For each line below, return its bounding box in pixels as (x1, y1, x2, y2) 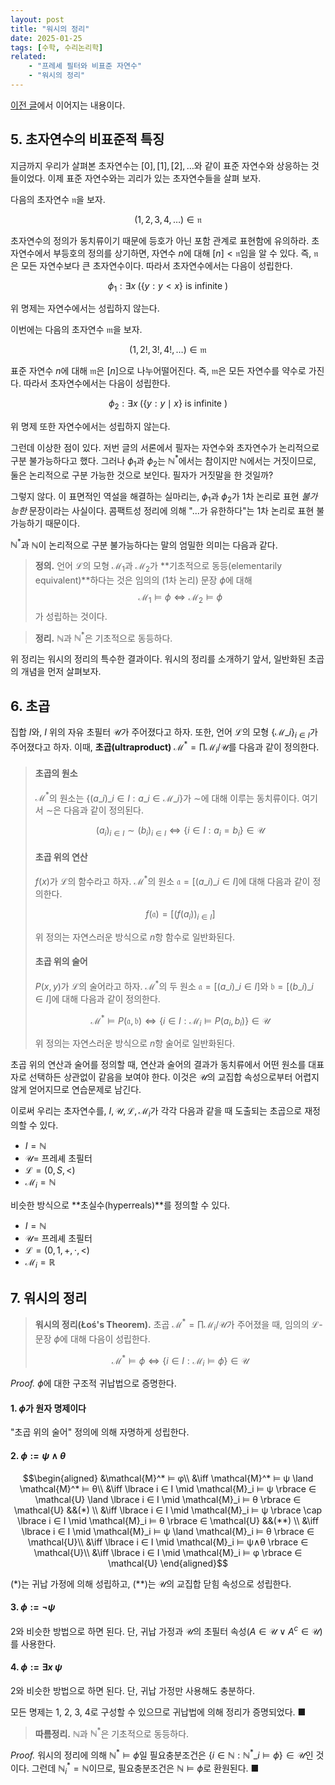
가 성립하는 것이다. (34, 610, 108, 622)
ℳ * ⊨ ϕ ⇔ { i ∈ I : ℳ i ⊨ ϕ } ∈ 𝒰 (111, 1352, 250, 1369)
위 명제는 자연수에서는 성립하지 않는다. (10, 302, 160, 315)
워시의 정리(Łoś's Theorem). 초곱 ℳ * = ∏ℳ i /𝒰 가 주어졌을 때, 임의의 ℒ (34, 1317, 320, 1333)
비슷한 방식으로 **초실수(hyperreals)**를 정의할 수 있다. (10, 1199, 231, 1211)
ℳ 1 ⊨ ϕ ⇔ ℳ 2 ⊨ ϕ (138, 591, 223, 605)
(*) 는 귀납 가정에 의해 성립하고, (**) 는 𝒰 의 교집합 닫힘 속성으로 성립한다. (10, 1577, 292, 1590)
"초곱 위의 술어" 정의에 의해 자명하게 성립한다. (10, 1426, 190, 1438)
